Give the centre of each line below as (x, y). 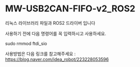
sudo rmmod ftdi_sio (26, 43)
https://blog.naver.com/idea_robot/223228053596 (57, 59)
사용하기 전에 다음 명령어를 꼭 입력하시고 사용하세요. (56, 33)
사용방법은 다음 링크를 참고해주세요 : (40, 54)
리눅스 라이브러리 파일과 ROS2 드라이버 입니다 (50, 23)
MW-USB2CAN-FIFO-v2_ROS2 (70, 9)
